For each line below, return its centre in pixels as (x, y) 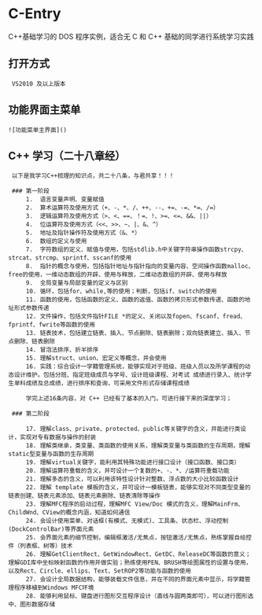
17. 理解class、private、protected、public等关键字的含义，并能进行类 (133, 429)
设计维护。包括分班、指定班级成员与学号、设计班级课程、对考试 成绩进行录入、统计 (130, 375)
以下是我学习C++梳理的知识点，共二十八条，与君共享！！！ (93, 176)
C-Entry (35, 14)
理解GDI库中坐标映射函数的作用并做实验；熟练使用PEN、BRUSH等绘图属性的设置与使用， (130, 563)
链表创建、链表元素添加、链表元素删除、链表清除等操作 (85, 496)
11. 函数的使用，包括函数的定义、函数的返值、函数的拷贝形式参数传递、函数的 (135, 300)
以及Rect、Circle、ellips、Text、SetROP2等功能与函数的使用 (100, 571)
